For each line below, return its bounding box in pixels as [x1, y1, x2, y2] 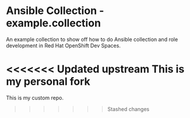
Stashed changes [107, 105, 150, 112]
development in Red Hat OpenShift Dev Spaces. [6, 42, 121, 49]
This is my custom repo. [6, 94, 64, 101]
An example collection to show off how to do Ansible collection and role [6, 36, 178, 43]
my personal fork [6, 75, 90, 88]
